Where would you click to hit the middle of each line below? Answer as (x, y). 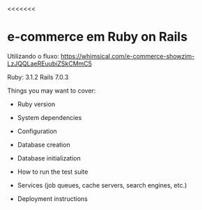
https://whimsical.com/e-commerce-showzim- (127, 56)
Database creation (44, 144)
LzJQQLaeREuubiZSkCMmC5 (50, 63)
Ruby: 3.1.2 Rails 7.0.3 (38, 77)
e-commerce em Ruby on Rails (98, 37)
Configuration (37, 131)
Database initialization (49, 158)
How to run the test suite (53, 172)
